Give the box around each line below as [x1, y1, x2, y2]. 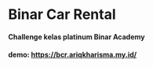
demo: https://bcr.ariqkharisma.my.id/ [8, 50, 137, 60]
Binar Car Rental [8, 6, 116, 24]
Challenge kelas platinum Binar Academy [8, 32, 145, 41]
